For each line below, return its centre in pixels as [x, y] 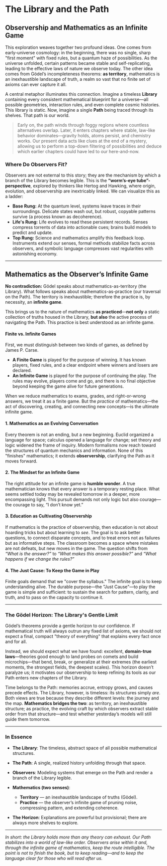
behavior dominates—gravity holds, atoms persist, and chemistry [84, 135]
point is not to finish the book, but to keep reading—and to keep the [75, 853]
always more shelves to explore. [45, 823]
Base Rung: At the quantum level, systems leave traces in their [77, 206]
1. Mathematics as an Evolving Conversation [52, 423]
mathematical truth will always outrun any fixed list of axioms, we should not [83, 631]
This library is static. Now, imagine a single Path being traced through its [79, 110]
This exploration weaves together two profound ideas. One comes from [78, 47]
